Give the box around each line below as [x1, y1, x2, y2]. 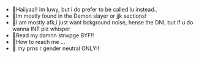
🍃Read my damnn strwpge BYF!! [12, 32, 94, 39]
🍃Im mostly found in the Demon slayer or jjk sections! [12, 12, 147, 20]
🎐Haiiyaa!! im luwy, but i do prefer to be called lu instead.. [12, 6, 157, 13]
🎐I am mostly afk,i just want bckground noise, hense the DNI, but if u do [12, 19, 193, 26]
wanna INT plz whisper [12, 25, 70, 32]
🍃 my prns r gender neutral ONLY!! [12, 45, 100, 52]
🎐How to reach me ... [12, 38, 66, 45]
